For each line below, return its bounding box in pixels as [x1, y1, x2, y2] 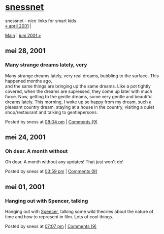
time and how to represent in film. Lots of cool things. [5, 214, 113, 220]
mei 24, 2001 [5, 133, 46, 142]
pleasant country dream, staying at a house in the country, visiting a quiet [5, 104, 154, 110]
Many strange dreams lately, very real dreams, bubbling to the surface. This [5, 73, 159, 79]
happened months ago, [5, 78, 53, 84]
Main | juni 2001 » [5, 32, 41, 38]
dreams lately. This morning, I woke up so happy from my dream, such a [5, 99, 152, 105]
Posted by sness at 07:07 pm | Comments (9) [5, 223, 97, 229]
